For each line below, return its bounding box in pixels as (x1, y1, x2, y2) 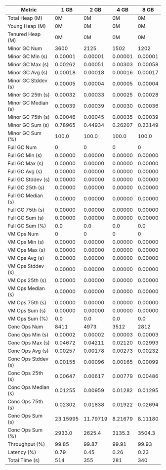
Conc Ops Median (7, 384, 49, 390)
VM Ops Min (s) (7, 238, 44, 245)
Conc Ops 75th (7, 398, 43, 405)
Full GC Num (7, 144, 37, 150)
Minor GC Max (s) (7, 61, 49, 68)
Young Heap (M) (7, 23, 46, 29)
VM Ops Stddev (7, 263, 44, 269)
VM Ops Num (7, 231, 39, 237)
